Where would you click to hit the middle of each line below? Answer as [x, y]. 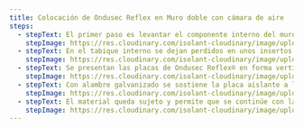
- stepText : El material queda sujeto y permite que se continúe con [151, 101]
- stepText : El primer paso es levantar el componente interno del [147, 34]
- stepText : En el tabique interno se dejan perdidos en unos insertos [155, 51]
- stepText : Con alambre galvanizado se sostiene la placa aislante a [153, 85]
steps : [22, 26]
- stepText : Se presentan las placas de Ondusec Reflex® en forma [145, 69]
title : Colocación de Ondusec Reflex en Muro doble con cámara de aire [147, 18]
